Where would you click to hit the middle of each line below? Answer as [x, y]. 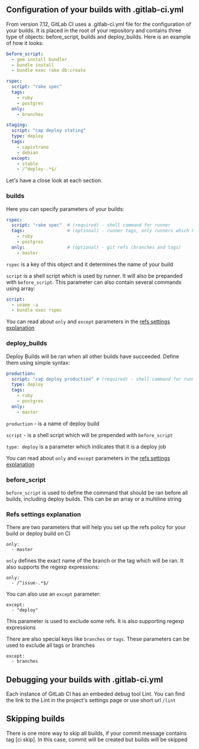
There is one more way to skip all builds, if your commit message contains [97, 733]
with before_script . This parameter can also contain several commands [94, 282]
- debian [28, 153]
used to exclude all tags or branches [51, 645]
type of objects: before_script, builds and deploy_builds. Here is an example [99, 37]
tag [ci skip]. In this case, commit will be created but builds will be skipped [97, 739]
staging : [17, 125]
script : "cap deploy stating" [49, 131]
